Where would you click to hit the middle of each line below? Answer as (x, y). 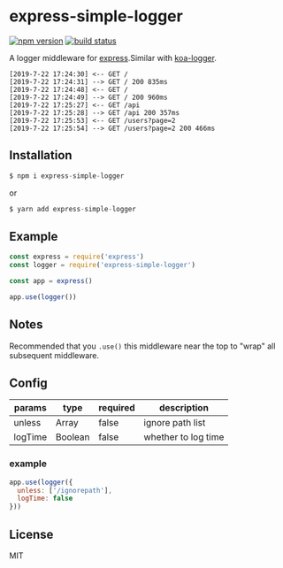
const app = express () (51, 281)
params (30, 408)
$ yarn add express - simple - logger (73, 209)
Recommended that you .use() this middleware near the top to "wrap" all (142, 346)
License (31, 534)
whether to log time (184, 437)
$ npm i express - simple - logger (67, 176)
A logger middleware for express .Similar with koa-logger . (113, 58)
